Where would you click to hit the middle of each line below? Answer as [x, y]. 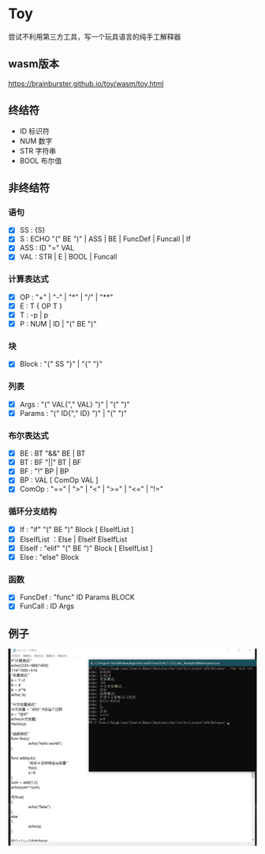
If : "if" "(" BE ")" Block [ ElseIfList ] [77, 529]
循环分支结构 [33, 512]
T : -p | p [34, 315]
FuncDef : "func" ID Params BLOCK [77, 597]
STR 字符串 [38, 150]
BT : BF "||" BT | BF [50, 463]
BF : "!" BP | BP [44, 471]
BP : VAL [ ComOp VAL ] [59, 480]
